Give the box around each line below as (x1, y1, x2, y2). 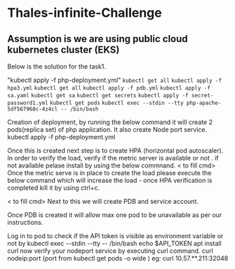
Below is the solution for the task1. (7, 62, 107, 71)
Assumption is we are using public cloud (7, 33, 188, 45)
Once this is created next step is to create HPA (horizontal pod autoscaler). (7, 146, 224, 155)
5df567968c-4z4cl (7, 106, 58, 113)
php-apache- (186, 99, 222, 106)
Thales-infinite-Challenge (7, 5, 163, 21)
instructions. (7, 219, 43, 226)
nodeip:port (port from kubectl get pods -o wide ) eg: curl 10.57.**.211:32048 (7, 254, 229, 262)
